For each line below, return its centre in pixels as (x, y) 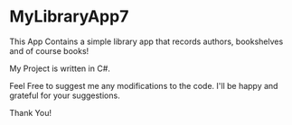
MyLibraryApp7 (69, 17)
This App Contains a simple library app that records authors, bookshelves (146, 41)
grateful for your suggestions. (65, 95)
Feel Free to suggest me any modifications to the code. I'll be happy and (144, 85)
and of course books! (49, 50)
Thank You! (31, 112)
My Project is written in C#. (60, 68)
